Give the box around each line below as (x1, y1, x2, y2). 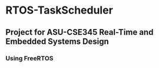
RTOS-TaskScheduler (5, 4, 113, 17)
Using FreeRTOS (5, 54, 54, 62)
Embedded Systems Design (5, 36, 110, 46)
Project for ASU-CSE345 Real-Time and (5, 27, 154, 37)
